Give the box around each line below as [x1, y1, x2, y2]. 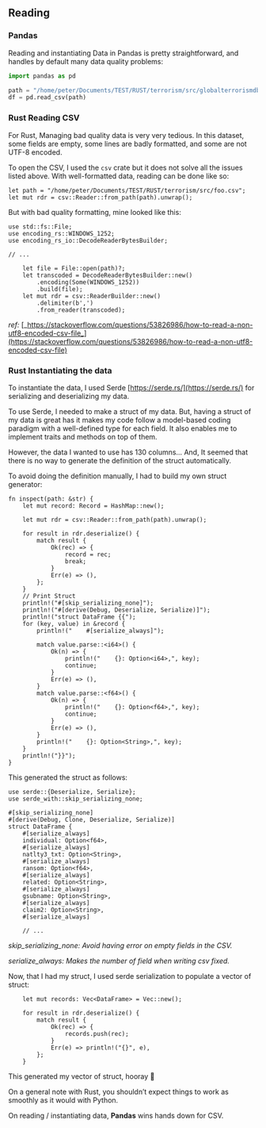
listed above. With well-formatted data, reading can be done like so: [8, 171, 230, 181]
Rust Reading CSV [8, 113, 81, 124]
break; [64, 557, 87, 566]
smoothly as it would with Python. [8, 1095, 119, 1105]
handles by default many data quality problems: [8, 56, 164, 66]
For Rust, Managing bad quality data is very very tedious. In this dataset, [8, 130, 245, 140]
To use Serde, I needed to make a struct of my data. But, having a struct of [8, 406, 252, 416]
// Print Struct [22, 592, 77, 600]
